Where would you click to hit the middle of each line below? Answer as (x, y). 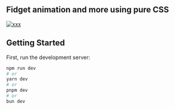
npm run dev (21, 68)
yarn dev (17, 79)
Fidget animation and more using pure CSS (88, 10)
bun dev (16, 101)
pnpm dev (17, 91)
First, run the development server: (48, 57)
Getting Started (36, 43)
